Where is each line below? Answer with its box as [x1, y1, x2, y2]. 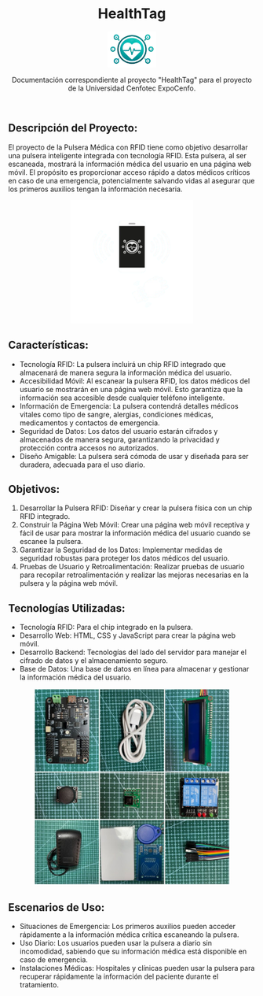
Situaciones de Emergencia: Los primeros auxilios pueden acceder [19, 922, 236, 931]
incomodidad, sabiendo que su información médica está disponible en [19, 946, 247, 957]
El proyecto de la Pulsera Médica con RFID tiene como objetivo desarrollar [8, 143, 249, 152]
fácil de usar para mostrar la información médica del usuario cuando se [19, 528, 251, 538]
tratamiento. [19, 980, 59, 990]
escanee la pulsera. [19, 537, 84, 546]
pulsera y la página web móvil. [19, 579, 119, 588]
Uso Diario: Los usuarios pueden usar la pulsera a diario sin [19, 939, 212, 948]
